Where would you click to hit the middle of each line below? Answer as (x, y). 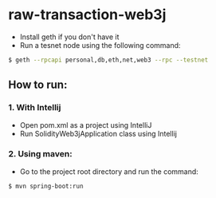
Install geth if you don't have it (69, 37)
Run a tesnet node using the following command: (100, 45)
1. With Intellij (35, 108)
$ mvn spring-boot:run (46, 186)
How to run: (38, 85)
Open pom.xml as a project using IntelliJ (86, 125)
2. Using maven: (41, 154)
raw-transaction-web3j (87, 15)
